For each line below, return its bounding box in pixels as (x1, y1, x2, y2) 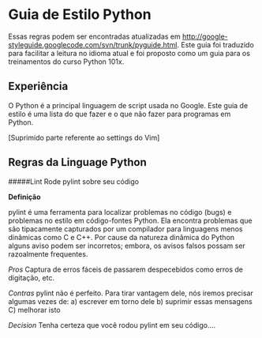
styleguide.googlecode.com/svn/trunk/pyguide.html (8, 39, 178, 49)
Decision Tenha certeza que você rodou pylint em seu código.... (8, 320, 216, 329)
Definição (8, 192, 41, 201)
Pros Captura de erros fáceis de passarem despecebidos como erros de (8, 265, 243, 274)
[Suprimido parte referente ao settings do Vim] (8, 133, 160, 142)
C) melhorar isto (8, 305, 61, 314)
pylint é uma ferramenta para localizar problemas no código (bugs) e (8, 207, 232, 216)
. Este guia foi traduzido (177, 39, 254, 49)
